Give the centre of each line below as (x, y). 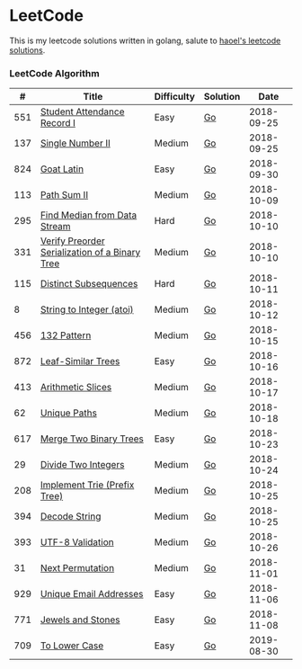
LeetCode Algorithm (55, 73)
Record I (58, 123)
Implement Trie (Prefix (87, 485)
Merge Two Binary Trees (92, 439)
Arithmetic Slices (76, 388)
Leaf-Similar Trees (80, 361)
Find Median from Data (89, 215)
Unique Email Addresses (92, 594)
